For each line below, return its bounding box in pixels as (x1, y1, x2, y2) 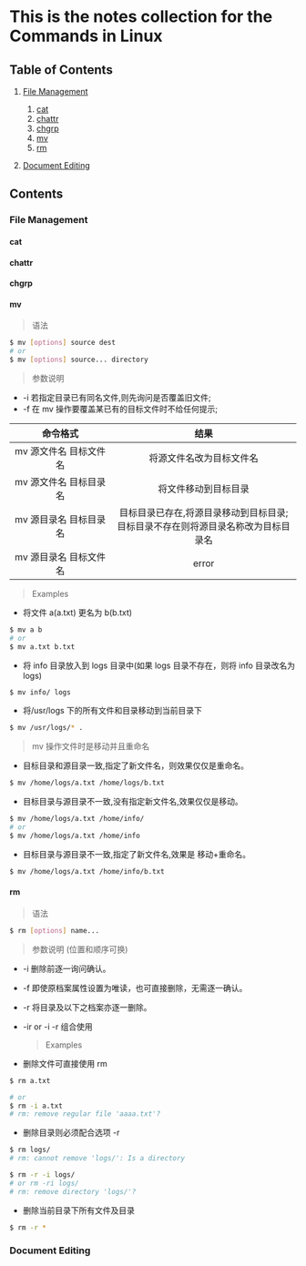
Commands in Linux (9, 25, 163, 46)
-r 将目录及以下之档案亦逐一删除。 (22, 1001, 152, 1012)
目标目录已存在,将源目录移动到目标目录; (118, 506, 289, 519)
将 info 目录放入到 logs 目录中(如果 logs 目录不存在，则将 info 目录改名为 (22, 660, 296, 671)
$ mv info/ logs (9, 687, 71, 697)
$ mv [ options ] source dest (9, 339, 117, 348)
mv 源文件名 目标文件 (15, 444, 107, 457)
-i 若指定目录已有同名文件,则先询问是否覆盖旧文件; (22, 391, 211, 402)
